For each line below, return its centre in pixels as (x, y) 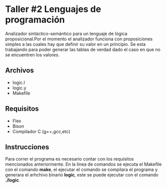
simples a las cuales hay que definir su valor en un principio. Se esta (76, 44)
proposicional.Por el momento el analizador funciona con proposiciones (79, 39)
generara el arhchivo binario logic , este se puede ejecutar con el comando (82, 175)
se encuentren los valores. (32, 55)
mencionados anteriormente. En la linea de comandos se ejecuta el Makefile (83, 164)
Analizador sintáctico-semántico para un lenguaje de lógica (66, 33)
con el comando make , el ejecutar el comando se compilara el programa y (82, 170)
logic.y (19, 88)
